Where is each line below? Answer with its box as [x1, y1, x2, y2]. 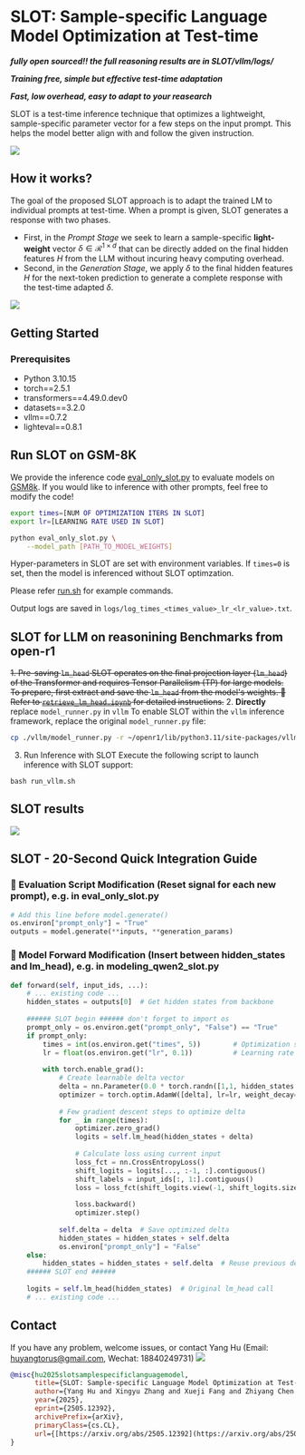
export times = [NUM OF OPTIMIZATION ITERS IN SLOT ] [10, 508, 205, 518]
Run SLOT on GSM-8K [10, 447, 138, 464]
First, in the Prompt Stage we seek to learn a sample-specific [23, 231, 253, 242]
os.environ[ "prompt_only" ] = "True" [10, 919, 148, 928]
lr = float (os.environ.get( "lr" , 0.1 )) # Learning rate [43, 1048, 295, 1058]
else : [26, 1250, 48, 1260]
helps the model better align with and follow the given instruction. [10, 127, 254, 138]
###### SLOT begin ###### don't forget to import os [26, 1014, 230, 1024]
